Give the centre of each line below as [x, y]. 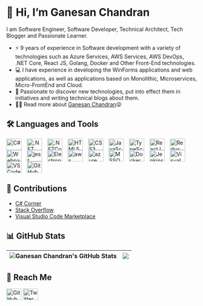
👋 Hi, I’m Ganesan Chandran [78, 12]
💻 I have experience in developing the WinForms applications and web [104, 70]
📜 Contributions [37, 189]
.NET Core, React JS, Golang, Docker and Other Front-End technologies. [105, 63]
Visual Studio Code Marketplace [55, 216]
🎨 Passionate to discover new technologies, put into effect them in [98, 91]
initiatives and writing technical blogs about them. [77, 98]
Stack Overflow [35, 209]
